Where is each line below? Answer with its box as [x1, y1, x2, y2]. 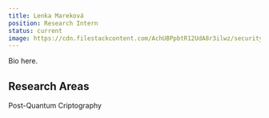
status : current [8, 26, 62, 35]
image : [8, 34, 30, 43]
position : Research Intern [8, 19, 98, 27]
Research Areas [8, 79, 90, 93]
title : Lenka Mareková [8, 11, 84, 20]
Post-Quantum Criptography [8, 101, 102, 111]
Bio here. [8, 56, 38, 66]
